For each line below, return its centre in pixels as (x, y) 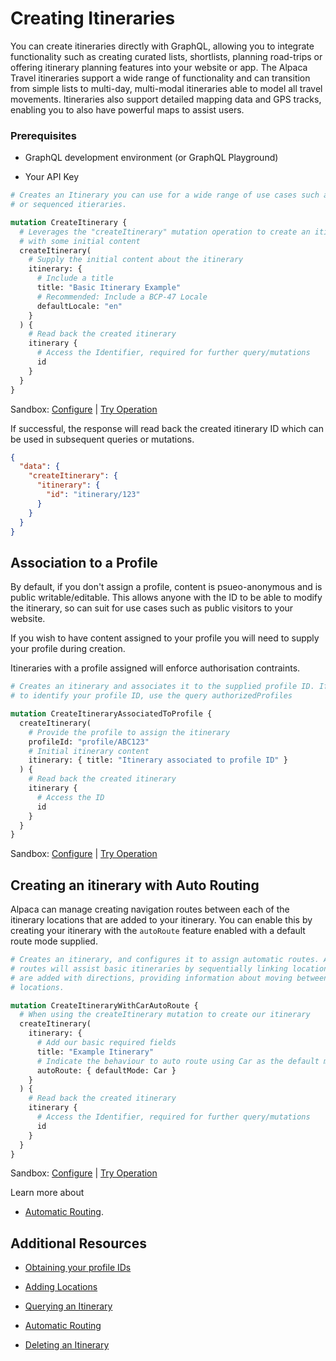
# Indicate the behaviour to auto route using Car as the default (178, 1061)
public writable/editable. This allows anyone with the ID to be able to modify (166, 598)
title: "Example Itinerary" (95, 1052)
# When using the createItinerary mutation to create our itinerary (165, 1015)
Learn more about (47, 1193)
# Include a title (75, 278)
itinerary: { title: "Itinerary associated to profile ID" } (158, 760)
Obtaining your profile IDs (78, 1268)
